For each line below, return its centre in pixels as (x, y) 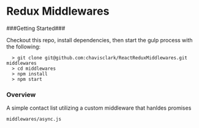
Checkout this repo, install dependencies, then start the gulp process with (99, 40)
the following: (24, 47)
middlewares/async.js (34, 119)
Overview (21, 94)
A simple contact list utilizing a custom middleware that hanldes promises (99, 108)
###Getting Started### (36, 28)
